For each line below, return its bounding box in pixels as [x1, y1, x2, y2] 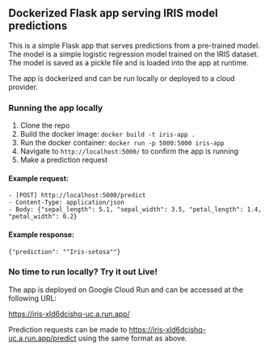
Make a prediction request [19, 155, 108, 165]
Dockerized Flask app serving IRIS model [8, 6, 218, 20]
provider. [8, 82, 39, 91]
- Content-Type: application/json [8, 198, 125, 207]
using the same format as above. [78, 333, 187, 343]
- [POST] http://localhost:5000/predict [8, 192, 147, 200]
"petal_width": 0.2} [8, 213, 78, 221]
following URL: [8, 293, 57, 302]
